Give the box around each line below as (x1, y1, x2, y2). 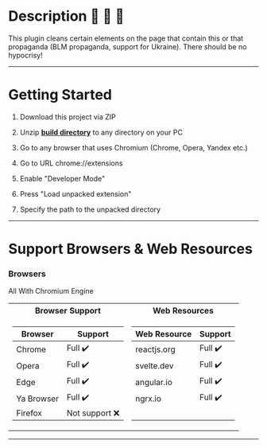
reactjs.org (134, 344, 176, 355)
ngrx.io (134, 393, 161, 404)
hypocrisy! (8, 50, 43, 60)
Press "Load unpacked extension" (19, 189, 132, 198)
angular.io (134, 376, 173, 388)
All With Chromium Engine (8, 286, 94, 296)
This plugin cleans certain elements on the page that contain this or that (8, 33, 244, 43)
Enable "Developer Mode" (19, 173, 106, 183)
